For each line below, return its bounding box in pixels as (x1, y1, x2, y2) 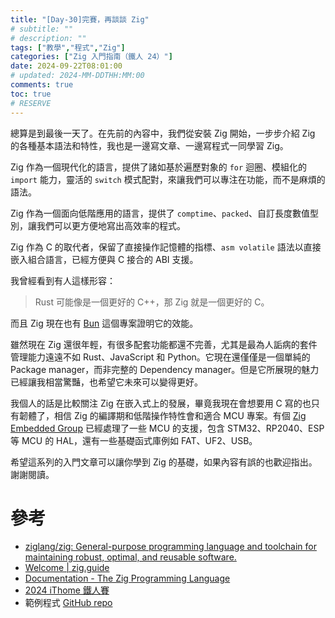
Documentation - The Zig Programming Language (24, 572, 231, 585)
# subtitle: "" (10, 24, 74, 34)
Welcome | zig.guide (24, 562, 110, 574)
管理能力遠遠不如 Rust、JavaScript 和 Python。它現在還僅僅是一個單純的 (10, 351, 311, 363)
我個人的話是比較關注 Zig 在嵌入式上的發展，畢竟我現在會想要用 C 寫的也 (10, 397, 312, 409)
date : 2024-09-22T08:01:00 (10, 61, 123, 71)
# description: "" (10, 33, 87, 43)
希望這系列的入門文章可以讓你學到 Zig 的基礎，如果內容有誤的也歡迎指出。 (10, 456, 318, 468)
